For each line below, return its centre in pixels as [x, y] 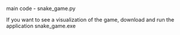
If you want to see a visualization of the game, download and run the [90, 20]
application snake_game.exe [41, 26]
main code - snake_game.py [41, 8]
